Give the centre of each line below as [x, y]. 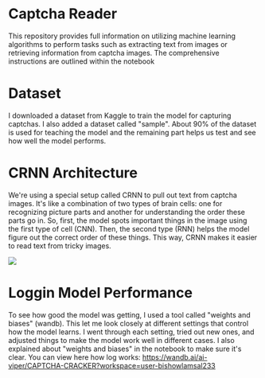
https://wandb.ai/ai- [175, 357]
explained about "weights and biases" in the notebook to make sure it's [125, 349]
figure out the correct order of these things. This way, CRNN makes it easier [133, 237]
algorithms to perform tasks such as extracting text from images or [118, 44]
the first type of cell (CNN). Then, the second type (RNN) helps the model [129, 228]
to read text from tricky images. [60, 246]
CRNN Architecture [73, 173]
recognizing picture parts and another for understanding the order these [127, 212]
